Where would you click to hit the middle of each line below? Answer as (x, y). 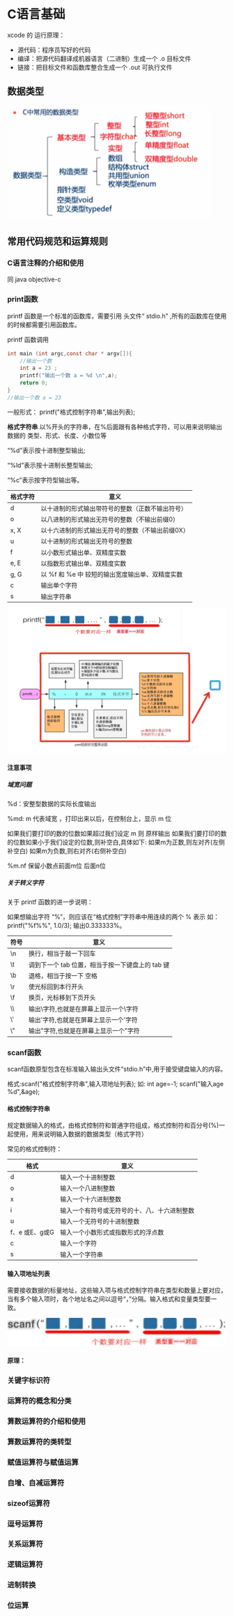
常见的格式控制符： (35, 1149)
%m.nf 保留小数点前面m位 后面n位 (56, 866)
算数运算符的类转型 (39, 1441)
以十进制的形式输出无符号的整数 (86, 541)
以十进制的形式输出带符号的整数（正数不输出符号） (114, 508)
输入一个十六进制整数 (91, 1199)
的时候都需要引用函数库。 (44, 325)
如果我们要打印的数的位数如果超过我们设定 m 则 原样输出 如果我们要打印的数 (117, 833)
